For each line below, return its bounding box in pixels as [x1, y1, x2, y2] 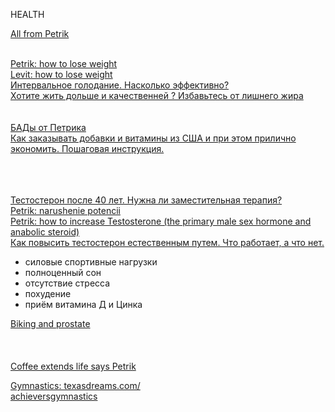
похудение [24, 288, 72, 299]
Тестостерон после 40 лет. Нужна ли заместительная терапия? [10, 194, 283, 206]
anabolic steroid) [10, 226, 80, 238]
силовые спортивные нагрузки [24, 256, 158, 268]
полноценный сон [24, 267, 102, 278]
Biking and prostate [10, 318, 91, 329]
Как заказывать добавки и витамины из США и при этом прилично [10, 132, 297, 144]
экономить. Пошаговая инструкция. [10, 143, 165, 154]
